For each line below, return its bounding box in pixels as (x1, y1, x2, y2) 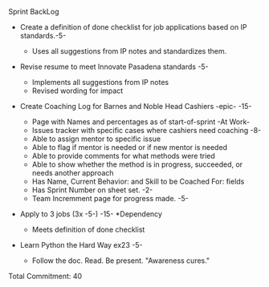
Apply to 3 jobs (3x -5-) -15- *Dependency (19, 209, 163, 219)
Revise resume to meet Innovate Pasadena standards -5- (19, 62, 209, 71)
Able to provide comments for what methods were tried (31, 152, 215, 160)
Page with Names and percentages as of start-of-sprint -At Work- (31, 117, 251, 127)
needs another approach (31, 168, 114, 177)
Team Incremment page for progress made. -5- (31, 194, 189, 203)
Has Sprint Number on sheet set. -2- (31, 185, 153, 195)
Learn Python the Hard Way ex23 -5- (19, 241, 143, 249)
